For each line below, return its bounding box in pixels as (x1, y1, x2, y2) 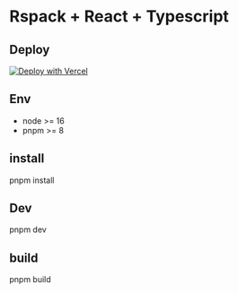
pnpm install (9, 175, 55, 185)
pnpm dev (9, 224, 47, 235)
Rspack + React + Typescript (9, 6, 229, 27)
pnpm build (9, 274, 51, 285)
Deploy (9, 42, 50, 57)
